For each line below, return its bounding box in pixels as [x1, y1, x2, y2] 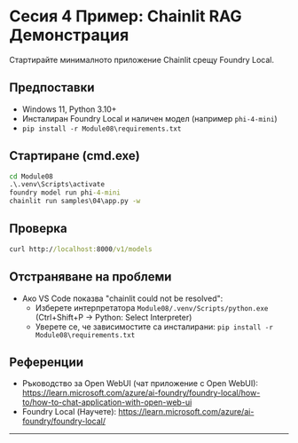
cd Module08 [9, 171, 53, 181]
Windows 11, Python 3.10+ [21, 104, 117, 115]
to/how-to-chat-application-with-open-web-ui [21, 397, 192, 407]
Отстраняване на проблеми [9, 269, 172, 285]
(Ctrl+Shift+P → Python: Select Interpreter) [35, 312, 192, 322]
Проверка [9, 221, 68, 236]
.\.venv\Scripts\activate [9, 180, 105, 189]
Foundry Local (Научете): [21, 407, 117, 417]
